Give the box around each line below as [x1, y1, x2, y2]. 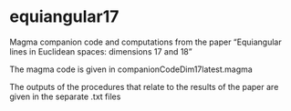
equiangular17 [9, 6, 120, 27]
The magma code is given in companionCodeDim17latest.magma [9, 64, 253, 75]
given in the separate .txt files [9, 91, 121, 102]
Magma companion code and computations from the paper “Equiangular [9, 36, 282, 47]
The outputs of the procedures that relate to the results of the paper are [9, 81, 279, 92]
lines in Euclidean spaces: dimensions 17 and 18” [9, 45, 193, 56]
